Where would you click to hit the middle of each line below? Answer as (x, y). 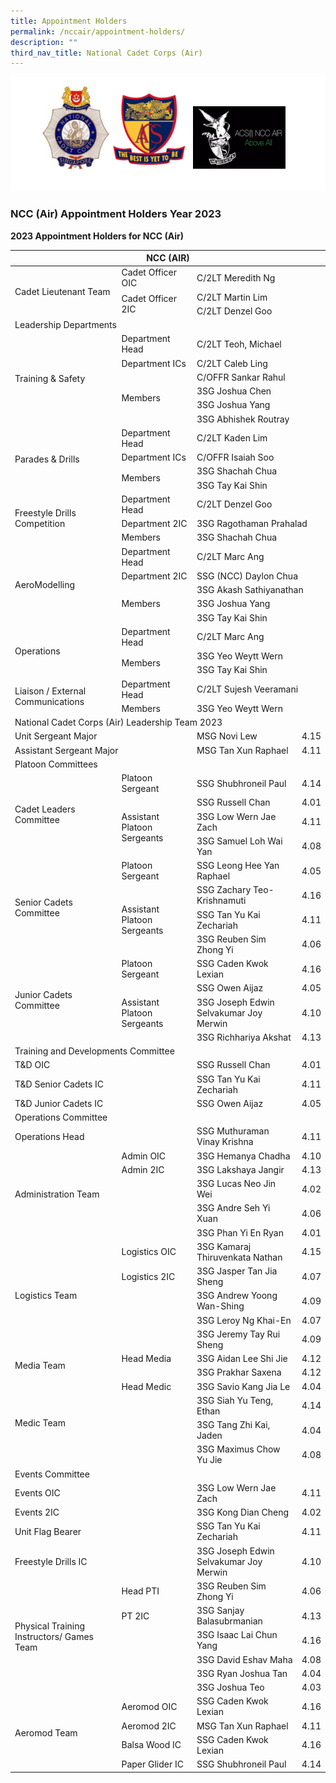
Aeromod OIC (149, 1706)
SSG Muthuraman (233, 1131)
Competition (40, 524)
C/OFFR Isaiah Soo (235, 457)
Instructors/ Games (54, 1636)
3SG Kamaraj (224, 1246)
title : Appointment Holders (69, 21)
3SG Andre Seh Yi (233, 1208)
